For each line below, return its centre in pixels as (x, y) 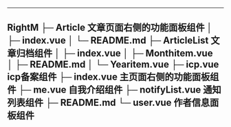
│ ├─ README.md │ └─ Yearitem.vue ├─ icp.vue (113, 65)
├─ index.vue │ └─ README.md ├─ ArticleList (108, 41)
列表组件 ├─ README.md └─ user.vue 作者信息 (109, 103)
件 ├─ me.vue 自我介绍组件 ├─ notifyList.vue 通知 (114, 90)
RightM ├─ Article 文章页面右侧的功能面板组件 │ (110, 28)
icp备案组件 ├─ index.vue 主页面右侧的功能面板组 (113, 77)
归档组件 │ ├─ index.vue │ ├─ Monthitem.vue (114, 53)
